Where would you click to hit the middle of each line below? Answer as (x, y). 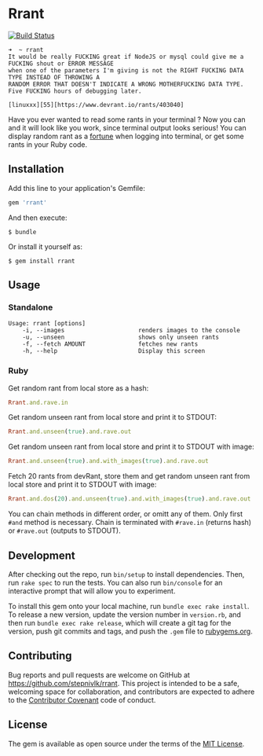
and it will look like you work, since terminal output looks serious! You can (127, 127)
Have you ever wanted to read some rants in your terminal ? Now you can (127, 119)
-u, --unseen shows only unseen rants (121, 338)
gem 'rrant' (27, 202)
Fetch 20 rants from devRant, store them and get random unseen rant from (129, 476)
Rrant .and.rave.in (38, 402)
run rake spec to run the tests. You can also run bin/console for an (115, 582)
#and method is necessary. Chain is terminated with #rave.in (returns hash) (130, 523)
